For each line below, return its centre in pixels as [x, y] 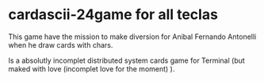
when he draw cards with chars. [61, 44]
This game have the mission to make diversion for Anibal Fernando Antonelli [132, 37]
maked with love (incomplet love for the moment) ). [92, 68]
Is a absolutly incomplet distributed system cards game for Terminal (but [127, 60]
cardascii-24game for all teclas [113, 15]
